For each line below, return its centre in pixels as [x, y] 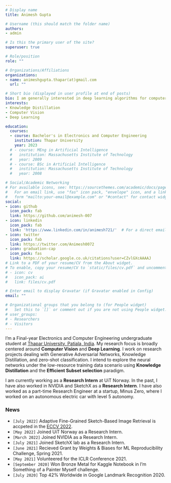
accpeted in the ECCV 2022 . [42, 426]
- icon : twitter [22, 235]
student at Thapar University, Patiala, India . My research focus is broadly [81, 344]
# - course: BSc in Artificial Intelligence [58, 164]
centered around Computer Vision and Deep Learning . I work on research [83, 349]
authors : [15, 28]
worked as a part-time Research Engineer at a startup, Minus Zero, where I [83, 391]
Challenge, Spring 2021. [38, 453]
